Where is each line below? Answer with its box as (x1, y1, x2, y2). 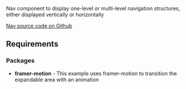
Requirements (6, 39, 58, 49)
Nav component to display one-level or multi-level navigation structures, (6, 5, 180, 12)
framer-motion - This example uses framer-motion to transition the (14, 70, 177, 77)
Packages (6, 56, 35, 65)
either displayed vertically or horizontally (6, 11, 104, 18)
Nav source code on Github (6, 23, 73, 29)
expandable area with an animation (14, 76, 99, 83)
